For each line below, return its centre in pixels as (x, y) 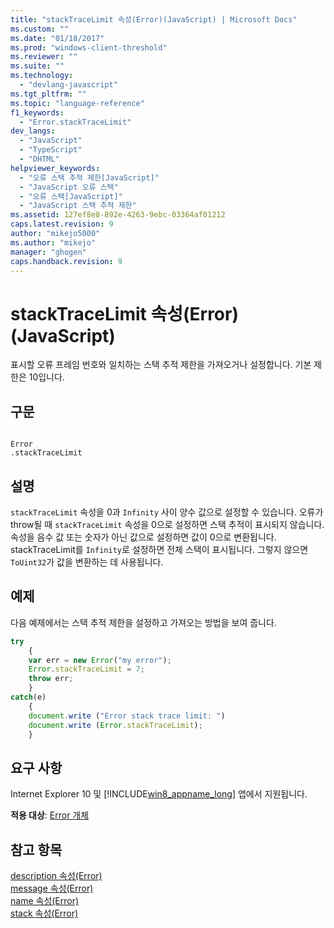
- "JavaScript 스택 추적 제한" (78, 206)
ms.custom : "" (40, 29)
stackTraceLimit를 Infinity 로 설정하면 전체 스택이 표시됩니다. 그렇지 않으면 (159, 549)
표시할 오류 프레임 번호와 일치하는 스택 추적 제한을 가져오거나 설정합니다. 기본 (161, 365)
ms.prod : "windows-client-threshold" (89, 47)
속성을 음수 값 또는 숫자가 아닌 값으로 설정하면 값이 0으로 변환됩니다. (143, 537)
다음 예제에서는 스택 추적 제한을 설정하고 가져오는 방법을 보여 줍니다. (143, 622)
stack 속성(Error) (44, 913)
